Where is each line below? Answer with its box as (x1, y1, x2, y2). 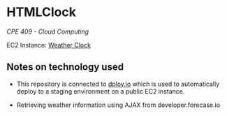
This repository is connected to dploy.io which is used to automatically (16, 80, 220, 88)
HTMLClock (6, 4, 76, 20)
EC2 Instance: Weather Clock (6, 41, 91, 49)
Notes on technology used (6, 61, 124, 73)
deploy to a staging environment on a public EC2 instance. (16, 87, 185, 95)
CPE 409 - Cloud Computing (6, 27, 89, 36)
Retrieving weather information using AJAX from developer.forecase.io (16, 101, 221, 109)
